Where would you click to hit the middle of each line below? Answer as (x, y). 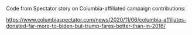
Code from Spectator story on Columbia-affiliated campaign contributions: (96, 8)
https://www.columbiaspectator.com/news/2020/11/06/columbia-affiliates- (96, 20)
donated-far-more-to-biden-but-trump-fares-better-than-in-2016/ (86, 26)
